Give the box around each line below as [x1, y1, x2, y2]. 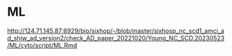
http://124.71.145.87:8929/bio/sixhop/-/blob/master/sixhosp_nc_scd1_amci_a [7, 27, 225, 35]
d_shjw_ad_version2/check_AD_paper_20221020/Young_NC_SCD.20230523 [7, 33, 225, 42]
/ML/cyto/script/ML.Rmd [7, 41, 78, 49]
